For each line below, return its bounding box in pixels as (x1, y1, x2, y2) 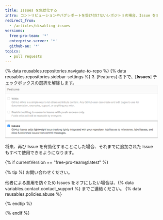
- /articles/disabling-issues (9, 23, 70, 28)
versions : (5, 28, 25, 34)
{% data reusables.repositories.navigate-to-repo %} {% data (5, 68, 127, 74)
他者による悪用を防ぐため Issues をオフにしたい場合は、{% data (5, 180, 134, 186)
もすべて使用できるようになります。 (5, 150, 77, 155)
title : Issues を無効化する (5, 8, 57, 13)
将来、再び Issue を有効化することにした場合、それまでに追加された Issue (5, 144, 153, 150)
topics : (5, 49, 21, 53)
